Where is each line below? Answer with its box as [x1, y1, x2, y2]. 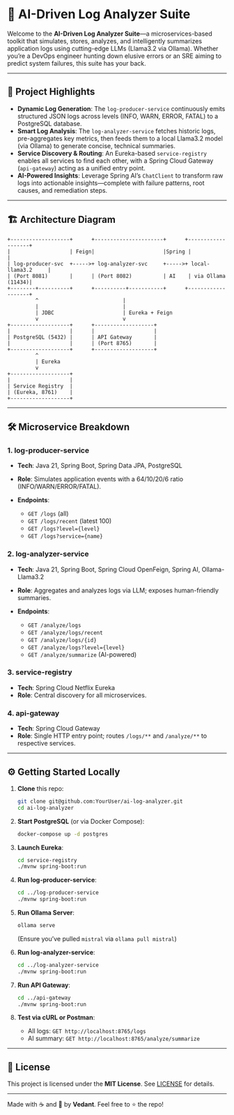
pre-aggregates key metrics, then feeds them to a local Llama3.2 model [17, 134, 223, 143]
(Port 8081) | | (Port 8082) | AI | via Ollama [13, 272, 226, 279]
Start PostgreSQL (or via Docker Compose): [17, 817, 145, 825]
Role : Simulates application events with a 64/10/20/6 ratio [17, 475, 183, 483]
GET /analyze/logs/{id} [27, 636, 97, 643]
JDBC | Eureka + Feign [41, 309, 173, 316]
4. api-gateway [7, 708, 60, 718]
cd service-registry [17, 857, 77, 863]
